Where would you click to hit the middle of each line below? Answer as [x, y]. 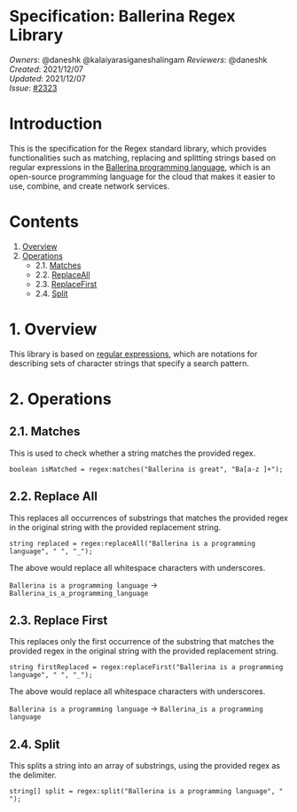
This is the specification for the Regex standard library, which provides [138, 148]
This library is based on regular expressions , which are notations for [133, 354]
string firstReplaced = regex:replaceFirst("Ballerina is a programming [146, 668]
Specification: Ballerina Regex [122, 16]
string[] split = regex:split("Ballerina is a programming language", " [146, 792]
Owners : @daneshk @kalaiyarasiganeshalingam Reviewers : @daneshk [138, 59]
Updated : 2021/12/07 [47, 78]
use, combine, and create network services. [90, 186]
